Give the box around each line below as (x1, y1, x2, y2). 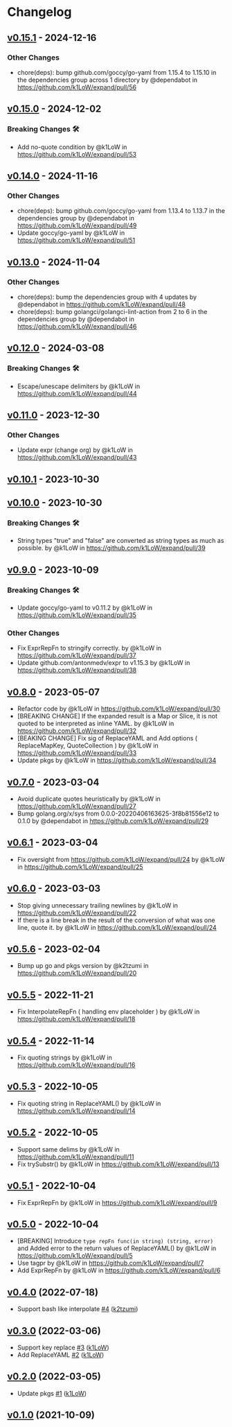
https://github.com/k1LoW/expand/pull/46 (17, 322, 137, 330)
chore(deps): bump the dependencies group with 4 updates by (17, 293, 197, 301)
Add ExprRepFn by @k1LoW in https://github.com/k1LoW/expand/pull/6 (17, 1266, 221, 1274)
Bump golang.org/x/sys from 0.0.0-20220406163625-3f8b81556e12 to (17, 809, 220, 818)
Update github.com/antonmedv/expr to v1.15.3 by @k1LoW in (17, 659, 190, 667)
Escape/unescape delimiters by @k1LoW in (17, 382, 141, 390)
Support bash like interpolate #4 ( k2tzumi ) (17, 1305, 139, 1313)
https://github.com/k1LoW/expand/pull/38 (17, 666, 137, 675)
